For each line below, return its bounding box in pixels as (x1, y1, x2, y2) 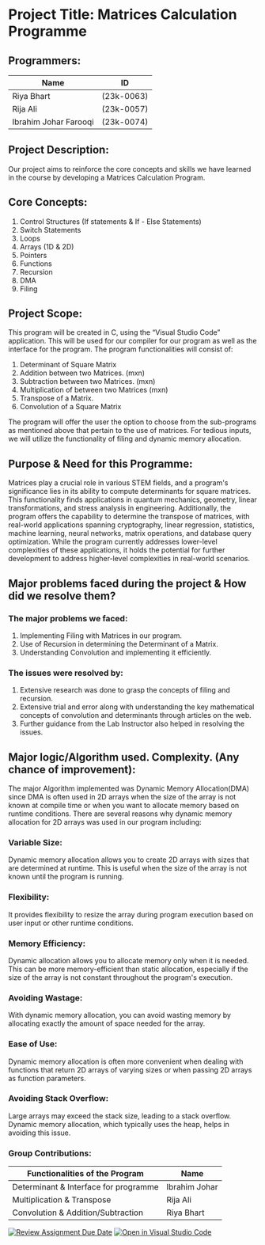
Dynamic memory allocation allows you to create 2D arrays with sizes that (8, 855, 249, 864)
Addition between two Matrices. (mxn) (19, 368, 145, 378)
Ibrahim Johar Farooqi (12, 116, 94, 127)
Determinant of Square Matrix (19, 360, 117, 370)
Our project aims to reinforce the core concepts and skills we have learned (8, 164, 252, 173)
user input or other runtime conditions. (8, 918, 134, 928)
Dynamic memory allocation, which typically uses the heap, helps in (8, 1119, 229, 1129)
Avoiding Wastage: (8, 992, 83, 1003)
